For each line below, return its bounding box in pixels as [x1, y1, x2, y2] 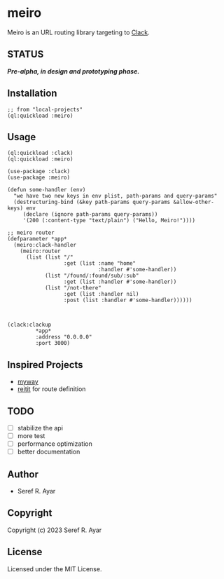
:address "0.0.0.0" [35, 334, 92, 341]
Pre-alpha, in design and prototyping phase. [7, 67, 140, 75]
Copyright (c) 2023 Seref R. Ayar [7, 526, 102, 534]
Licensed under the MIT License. [7, 564, 102, 573]
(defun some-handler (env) [7, 186, 86, 193]
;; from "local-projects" [7, 106, 83, 113]
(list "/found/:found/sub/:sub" [44, 272, 139, 280]
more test [17, 432, 45, 440]
